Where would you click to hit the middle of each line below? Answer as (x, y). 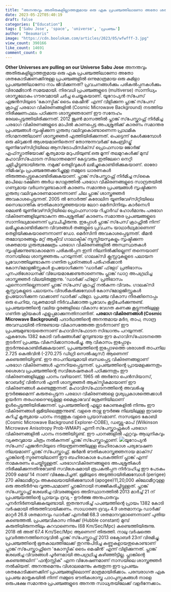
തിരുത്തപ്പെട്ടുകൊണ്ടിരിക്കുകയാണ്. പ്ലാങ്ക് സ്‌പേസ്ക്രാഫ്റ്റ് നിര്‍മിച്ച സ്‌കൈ (78, 176)
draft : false (19, 19)
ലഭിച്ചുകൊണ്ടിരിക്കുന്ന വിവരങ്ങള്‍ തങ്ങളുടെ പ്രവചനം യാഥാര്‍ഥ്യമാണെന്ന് (80, 228)
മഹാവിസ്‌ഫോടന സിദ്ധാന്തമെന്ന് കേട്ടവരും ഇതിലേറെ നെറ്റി (69, 159)
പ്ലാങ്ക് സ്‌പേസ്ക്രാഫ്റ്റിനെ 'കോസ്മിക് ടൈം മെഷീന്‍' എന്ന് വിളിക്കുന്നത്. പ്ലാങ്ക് (81, 549)
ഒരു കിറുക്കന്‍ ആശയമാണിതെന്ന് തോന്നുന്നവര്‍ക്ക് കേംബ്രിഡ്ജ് (69, 142)
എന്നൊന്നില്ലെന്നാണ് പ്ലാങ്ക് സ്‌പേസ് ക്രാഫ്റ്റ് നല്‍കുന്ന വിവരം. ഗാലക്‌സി (80, 285)
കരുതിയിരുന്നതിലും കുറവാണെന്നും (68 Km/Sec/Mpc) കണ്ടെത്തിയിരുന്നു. (80, 526)
